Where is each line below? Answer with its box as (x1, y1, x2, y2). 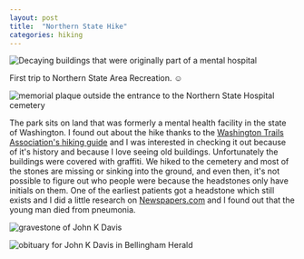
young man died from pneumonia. (9, 204, 136, 215)
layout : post (9, 13, 59, 23)
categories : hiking (9, 30, 83, 39)
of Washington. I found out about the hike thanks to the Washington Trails (9, 127, 284, 138)
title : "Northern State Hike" (9, 22, 128, 31)
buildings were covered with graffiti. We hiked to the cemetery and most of (9, 156, 289, 167)
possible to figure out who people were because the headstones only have (9, 175, 289, 186)
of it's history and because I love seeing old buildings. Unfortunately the (9, 146, 279, 157)
